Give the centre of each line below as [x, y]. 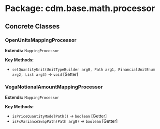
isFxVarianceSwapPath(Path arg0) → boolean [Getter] [65, 121]
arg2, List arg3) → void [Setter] [45, 74]
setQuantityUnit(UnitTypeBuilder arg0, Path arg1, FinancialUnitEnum [84, 70]
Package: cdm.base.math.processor [80, 8]
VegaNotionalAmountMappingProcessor [54, 86]
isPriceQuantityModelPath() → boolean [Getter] [59, 116]
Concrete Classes [32, 26]
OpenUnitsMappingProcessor [41, 40]
